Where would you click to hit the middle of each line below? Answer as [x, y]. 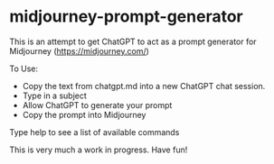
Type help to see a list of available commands [94, 132]
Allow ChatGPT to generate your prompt [97, 105]
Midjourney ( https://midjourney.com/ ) [79, 50]
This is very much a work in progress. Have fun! [99, 150]
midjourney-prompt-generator [126, 17]
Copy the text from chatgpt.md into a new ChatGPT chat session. [144, 86]
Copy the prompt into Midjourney [84, 114]
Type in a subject [55, 96]
